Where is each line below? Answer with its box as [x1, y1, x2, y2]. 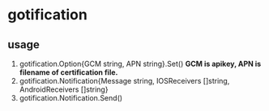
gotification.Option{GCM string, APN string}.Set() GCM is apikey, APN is [19, 59, 262, 68]
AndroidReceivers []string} [19, 84, 109, 94]
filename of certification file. [19, 68, 118, 77]
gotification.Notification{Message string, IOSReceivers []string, [19, 76, 230, 85]
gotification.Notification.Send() [19, 93, 123, 102]
